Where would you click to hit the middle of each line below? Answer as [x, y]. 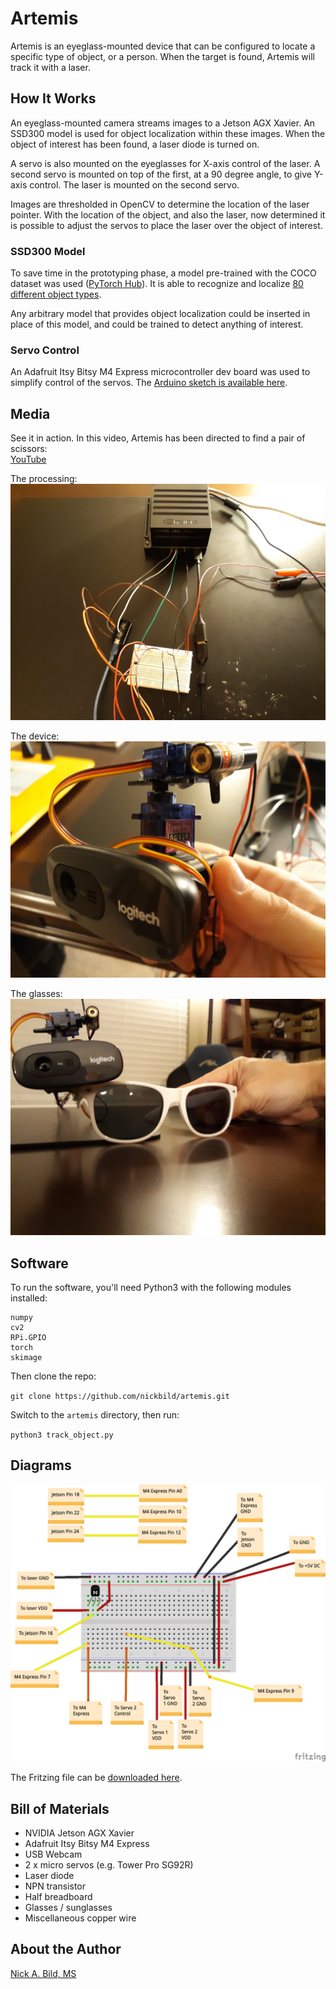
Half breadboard [58, 1897]
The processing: [44, 479]
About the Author [66, 1949]
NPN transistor [55, 1886]
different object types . [56, 294]
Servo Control [45, 350]
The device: [35, 736]
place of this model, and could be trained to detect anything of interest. [157, 324]
